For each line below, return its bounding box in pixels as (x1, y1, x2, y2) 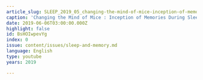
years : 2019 (6, 59, 36, 65)
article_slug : (6, 8, 42, 15)
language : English (6, 48, 53, 54)
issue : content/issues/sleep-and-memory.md (6, 43, 118, 49)
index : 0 (6, 37, 28, 43)
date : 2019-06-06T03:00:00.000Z (6, 20, 88, 26)
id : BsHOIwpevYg (6, 31, 47, 37)
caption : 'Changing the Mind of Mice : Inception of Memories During (6, 14, 185, 20)
